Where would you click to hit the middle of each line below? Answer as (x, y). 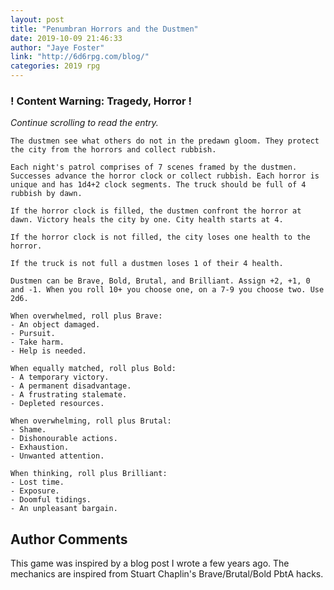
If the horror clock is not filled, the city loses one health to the (160, 237)
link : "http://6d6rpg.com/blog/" (80, 57)
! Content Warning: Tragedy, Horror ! (101, 101)
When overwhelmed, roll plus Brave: (86, 316)
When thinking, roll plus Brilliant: (89, 474)
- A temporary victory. (60, 377)
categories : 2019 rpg (55, 66)
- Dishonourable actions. (64, 439)
